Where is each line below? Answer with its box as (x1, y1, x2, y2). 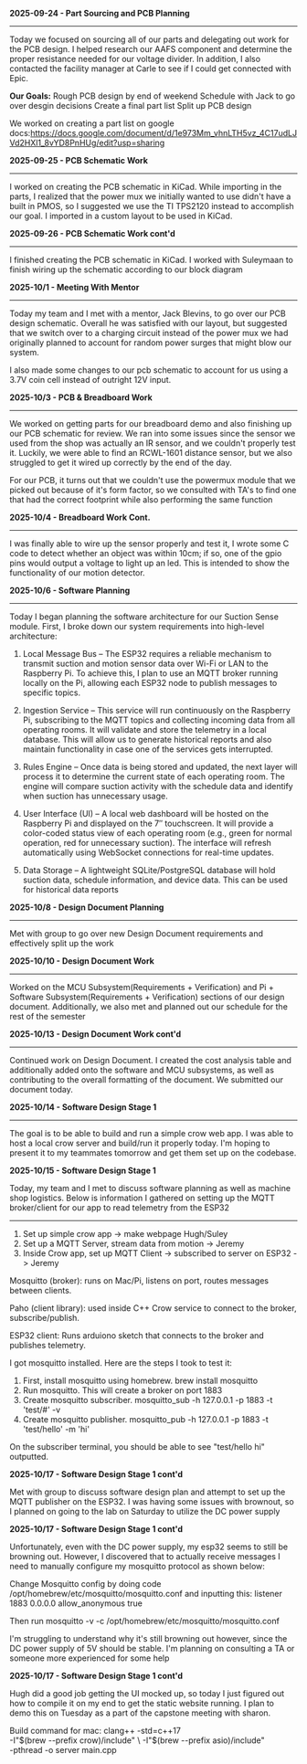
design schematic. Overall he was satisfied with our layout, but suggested (9, 318, 288, 328)
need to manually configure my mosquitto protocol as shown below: (9, 1561, 265, 1571)
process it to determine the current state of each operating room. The (22, 771, 285, 782)
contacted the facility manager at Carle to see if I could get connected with (9, 63, 291, 74)
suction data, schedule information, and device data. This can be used (22, 874, 288, 885)
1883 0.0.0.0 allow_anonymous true (9, 1598, 143, 1609)
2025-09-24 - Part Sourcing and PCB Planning (9, 8, 190, 18)
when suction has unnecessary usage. (22, 790, 168, 801)
